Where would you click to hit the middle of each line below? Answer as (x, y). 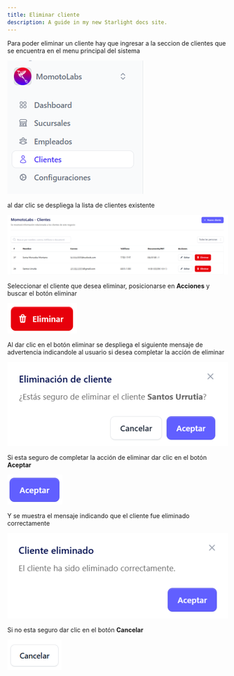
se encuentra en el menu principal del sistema (74, 51)
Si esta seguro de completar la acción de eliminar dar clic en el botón (107, 457)
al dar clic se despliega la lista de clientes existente (81, 205)
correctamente (29, 523)
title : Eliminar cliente (43, 15)
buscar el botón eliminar (42, 293)
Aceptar (19, 465)
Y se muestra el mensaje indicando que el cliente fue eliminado (98, 515)
